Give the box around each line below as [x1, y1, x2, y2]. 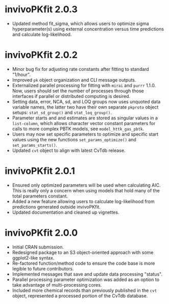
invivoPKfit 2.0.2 [5, 49, 78, 61]
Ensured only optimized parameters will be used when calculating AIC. [12, 182, 161, 188]
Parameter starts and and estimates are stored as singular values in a [12, 115, 158, 121]
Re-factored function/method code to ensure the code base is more [12, 260, 155, 266]
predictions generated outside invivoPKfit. [12, 204, 101, 210]
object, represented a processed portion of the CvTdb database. [12, 292, 148, 299]
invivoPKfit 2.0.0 [5, 227, 78, 238]
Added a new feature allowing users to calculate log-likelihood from [12, 198, 155, 205]
